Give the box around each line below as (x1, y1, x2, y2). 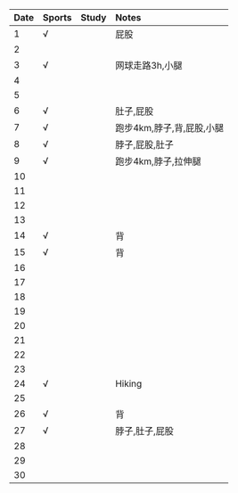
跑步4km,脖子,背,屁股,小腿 (115, 122, 225, 134)
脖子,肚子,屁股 (115, 425, 174, 437)
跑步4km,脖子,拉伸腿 (115, 155, 201, 168)
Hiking (115, 378, 143, 390)
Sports (43, 12, 72, 23)
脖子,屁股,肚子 (115, 138, 174, 151)
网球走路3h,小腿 (115, 60, 183, 71)
